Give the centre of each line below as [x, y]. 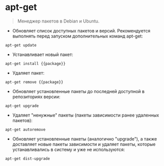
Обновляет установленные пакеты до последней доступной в [78, 91]
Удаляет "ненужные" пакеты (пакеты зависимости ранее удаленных [86, 115]
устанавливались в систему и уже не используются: [69, 149]
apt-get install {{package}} [35, 63]
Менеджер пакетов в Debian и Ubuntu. [58, 21]
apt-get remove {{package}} [34, 82]
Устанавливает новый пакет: [43, 54]
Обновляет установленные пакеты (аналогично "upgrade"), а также [84, 138]
